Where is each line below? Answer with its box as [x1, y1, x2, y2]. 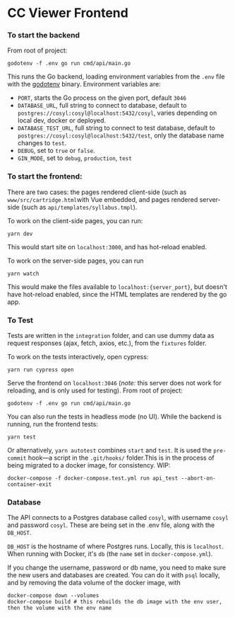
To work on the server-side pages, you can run [7, 256, 144, 265]
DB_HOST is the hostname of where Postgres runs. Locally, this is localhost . [7, 542, 224, 550]
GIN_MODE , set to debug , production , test [17, 154, 132, 162]
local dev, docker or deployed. [17, 116, 107, 125]
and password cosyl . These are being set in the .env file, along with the [7, 521, 215, 529]
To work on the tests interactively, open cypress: [7, 353, 149, 361]
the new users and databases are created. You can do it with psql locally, [7, 571, 220, 579]
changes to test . [17, 139, 67, 147]
